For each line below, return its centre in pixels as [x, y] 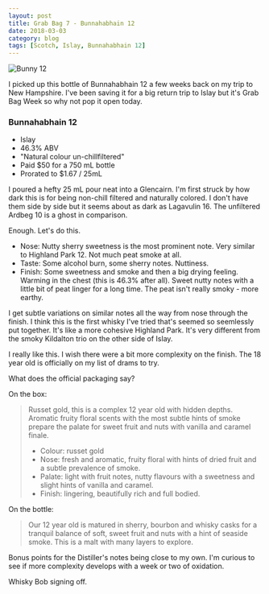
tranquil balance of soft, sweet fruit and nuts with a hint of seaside [138, 534]
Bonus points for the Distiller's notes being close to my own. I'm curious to [132, 558]
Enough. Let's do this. [44, 231]
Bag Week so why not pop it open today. [75, 101]
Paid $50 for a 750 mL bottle [67, 165]
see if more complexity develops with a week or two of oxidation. [116, 566]
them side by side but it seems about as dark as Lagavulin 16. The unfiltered [134, 207]
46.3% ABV [39, 148]
